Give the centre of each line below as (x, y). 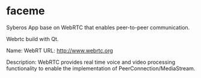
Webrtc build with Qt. (32, 39)
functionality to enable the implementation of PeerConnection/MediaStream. (101, 68)
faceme (26, 11)
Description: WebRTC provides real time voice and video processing (91, 62)
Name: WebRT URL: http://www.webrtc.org (60, 50)
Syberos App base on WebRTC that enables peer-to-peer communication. (98, 27)
